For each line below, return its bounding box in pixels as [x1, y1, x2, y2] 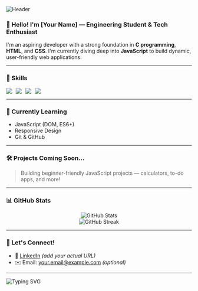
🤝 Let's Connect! [6, 238, 55, 247]
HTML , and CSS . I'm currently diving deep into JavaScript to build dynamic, [6, 47, 192, 55]
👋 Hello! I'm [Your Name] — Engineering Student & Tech [6, 20, 168, 28]
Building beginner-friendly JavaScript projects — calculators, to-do [20, 169, 184, 176]
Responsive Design [14, 127, 62, 134]
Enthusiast [6, 28, 38, 36]
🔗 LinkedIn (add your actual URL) [14, 252, 96, 259]
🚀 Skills [6, 74, 28, 82]
